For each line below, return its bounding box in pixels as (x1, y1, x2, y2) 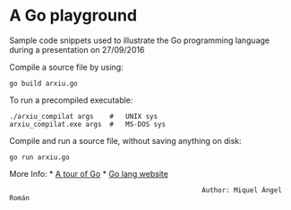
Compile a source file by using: (9, 62, 124, 72)
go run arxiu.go (9, 153, 70, 162)
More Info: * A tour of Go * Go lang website (9, 168, 168, 179)
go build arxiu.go (9, 79, 78, 88)
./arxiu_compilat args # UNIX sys (9, 112, 158, 121)
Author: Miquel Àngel (201, 185, 282, 195)
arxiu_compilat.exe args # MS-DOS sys (9, 120, 167, 129)
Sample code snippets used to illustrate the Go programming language (9, 35, 270, 46)
